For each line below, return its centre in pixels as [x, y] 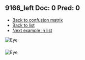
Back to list [23, 25]
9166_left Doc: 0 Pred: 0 [42, 8]
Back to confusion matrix [37, 20]
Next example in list [32, 30]
